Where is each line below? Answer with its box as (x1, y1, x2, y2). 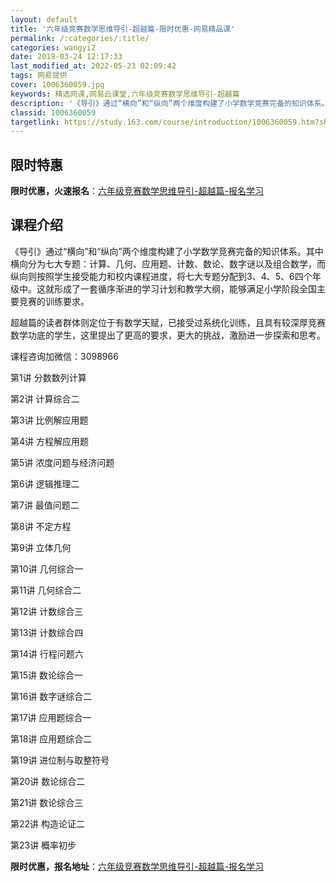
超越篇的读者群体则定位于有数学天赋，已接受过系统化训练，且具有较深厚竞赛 (10, 316, 326, 328)
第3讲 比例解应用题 (10, 414, 89, 426)
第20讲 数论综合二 (10, 775, 86, 787)
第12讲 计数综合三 (10, 605, 84, 617)
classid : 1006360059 (10, 107, 97, 118)
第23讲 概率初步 (10, 839, 77, 851)
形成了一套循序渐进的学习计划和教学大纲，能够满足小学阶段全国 (53, 282, 317, 295)
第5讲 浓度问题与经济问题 (10, 456, 115, 468)
